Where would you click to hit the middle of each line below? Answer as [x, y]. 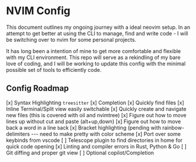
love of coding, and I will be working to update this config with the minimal [96, 64]
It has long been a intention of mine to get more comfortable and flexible [94, 51]
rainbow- [173, 127]
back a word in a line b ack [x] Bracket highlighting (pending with [84, 127]
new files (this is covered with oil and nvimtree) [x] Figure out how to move [96, 115]
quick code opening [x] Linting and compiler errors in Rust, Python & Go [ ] [96, 146]
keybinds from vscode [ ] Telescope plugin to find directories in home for [94, 140]
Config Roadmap [38, 89]
